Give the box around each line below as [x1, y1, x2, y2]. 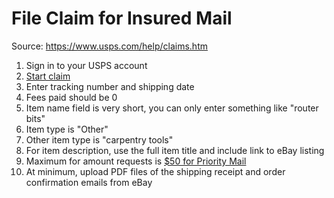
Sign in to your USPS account [25, 59, 148, 71]
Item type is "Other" [25, 123, 109, 135]
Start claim [25, 70, 71, 82]
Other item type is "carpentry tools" [25, 133, 174, 146]
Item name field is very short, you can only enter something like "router [25, 102, 319, 114]
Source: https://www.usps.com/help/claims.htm [11, 40, 208, 52]
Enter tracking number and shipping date [25, 80, 195, 92]
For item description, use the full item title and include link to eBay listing [25, 144, 325, 156]
